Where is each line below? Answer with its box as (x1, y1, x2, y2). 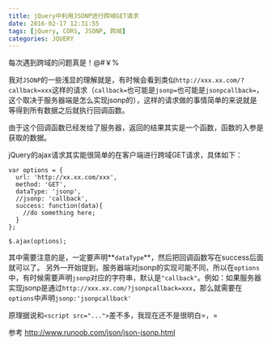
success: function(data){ (15, 202, 104, 210)
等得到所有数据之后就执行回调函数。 (8, 106, 130, 115)
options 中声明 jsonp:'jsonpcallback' (8, 293, 132, 303)
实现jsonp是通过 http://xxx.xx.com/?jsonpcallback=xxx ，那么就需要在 (8, 283, 243, 293)
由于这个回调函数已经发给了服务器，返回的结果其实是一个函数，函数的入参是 (8, 123, 264, 132)
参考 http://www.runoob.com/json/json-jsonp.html (8, 328, 176, 338)
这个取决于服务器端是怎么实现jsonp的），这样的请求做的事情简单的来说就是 (8, 95, 257, 106)
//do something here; (23, 209, 96, 218)
